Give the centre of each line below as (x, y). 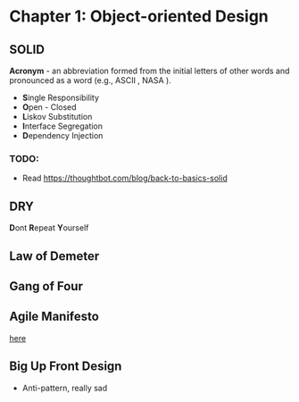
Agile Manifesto (54, 317)
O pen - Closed (50, 107)
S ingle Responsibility (61, 97)
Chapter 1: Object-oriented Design (139, 17)
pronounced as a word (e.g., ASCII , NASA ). (90, 80)
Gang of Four (46, 286)
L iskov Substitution (57, 117)
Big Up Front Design (66, 367)
